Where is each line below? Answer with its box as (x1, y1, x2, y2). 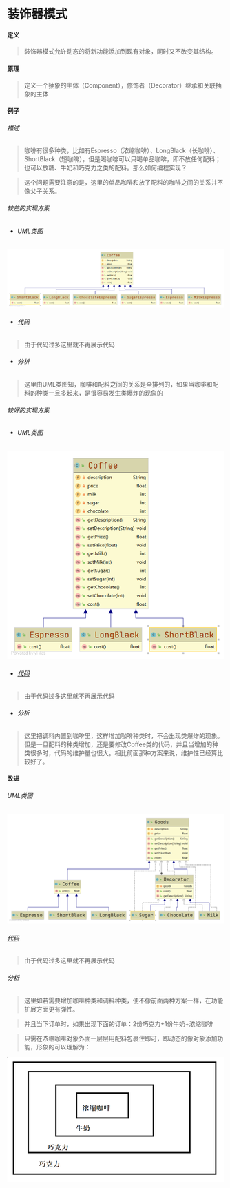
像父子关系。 (23, 187, 61, 195)
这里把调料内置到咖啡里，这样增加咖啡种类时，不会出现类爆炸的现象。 (23, 731, 224, 739)
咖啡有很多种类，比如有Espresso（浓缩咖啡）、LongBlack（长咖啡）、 (23, 146, 219, 155)
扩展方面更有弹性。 (23, 1005, 79, 1013)
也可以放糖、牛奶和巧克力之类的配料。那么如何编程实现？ (23, 163, 187, 172)
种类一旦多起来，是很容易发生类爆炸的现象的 (36, 389, 163, 397)
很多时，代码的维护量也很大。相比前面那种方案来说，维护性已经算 (30, 748, 218, 757)
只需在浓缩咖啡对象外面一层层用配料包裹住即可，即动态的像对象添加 (23, 1034, 218, 1043)
